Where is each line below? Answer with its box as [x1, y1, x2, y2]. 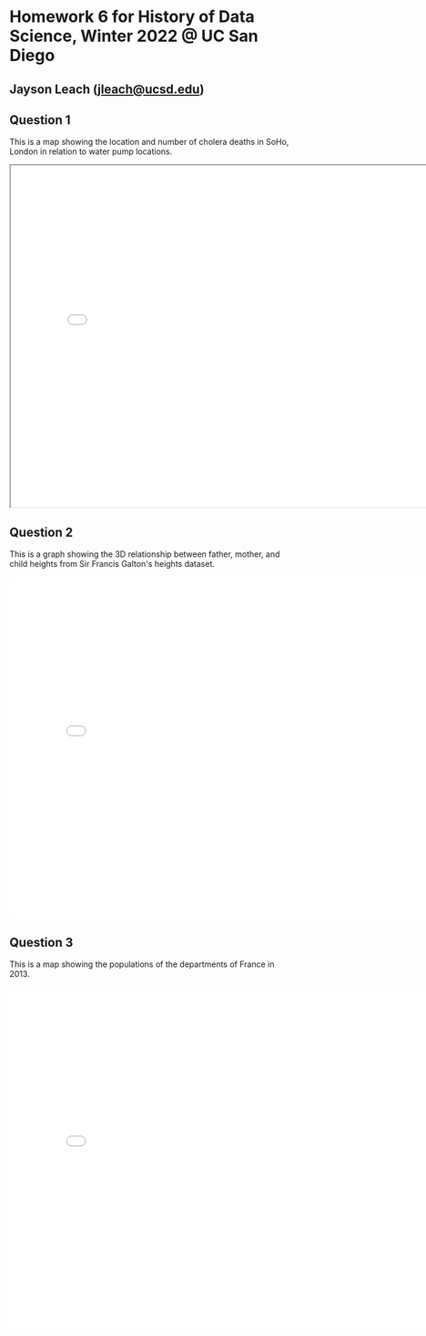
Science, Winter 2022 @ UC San [9, 26, 259, 46]
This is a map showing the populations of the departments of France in [9, 959, 275, 970]
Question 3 [9, 934, 74, 950]
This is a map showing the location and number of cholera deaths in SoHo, [9, 137, 289, 148]
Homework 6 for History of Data [9, 6, 255, 27]
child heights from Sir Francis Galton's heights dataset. [9, 559, 216, 570]
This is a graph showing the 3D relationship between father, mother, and [9, 549, 280, 560]
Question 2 [9, 524, 74, 540]
